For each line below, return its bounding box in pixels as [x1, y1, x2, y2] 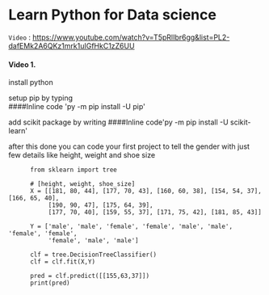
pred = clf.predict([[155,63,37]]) [29, 272, 150, 280]
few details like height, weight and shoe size [8, 150, 156, 160]
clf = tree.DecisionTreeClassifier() [29, 251, 158, 259]
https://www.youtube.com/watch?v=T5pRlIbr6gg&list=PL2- [32, 32, 230, 42]
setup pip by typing [8, 93, 74, 103]
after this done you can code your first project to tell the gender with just [8, 141, 250, 151]
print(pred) [29, 279, 70, 288]
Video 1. [8, 59, 36, 70]
